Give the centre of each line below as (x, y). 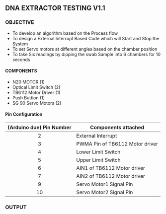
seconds (21, 60)
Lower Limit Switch (98, 152)
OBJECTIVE (20, 22)
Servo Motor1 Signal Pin (105, 184)
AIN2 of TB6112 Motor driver (111, 176)
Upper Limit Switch (98, 160)
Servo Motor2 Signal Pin (105, 192)
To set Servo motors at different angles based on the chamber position (85, 49)
